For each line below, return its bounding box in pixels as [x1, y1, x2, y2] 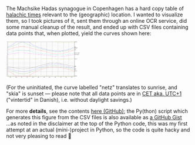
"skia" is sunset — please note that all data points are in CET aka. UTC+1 [6, 90, 182, 97]
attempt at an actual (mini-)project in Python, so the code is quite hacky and [6, 126, 190, 133]
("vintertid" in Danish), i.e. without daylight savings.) [6, 96, 132, 103]
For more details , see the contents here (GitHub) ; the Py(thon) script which [6, 108, 188, 115]
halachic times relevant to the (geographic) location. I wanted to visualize [6, 11, 183, 18]
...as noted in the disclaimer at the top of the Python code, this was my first [6, 120, 188, 127]
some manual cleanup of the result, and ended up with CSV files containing [6, 23, 189, 30]
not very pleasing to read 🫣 [6, 133, 72, 139]
